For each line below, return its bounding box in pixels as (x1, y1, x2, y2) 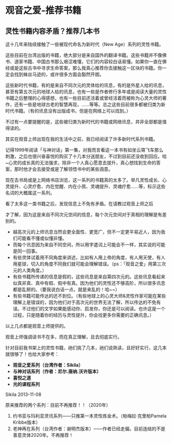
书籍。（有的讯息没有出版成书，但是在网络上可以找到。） (14, 108, 131, 114)
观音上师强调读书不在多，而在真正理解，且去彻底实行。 (5, 334, 122, 340)
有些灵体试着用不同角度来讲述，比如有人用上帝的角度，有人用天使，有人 (12, 255, 165, 260)
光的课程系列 (12, 381, 40, 387)
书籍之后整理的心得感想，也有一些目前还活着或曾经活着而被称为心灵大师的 (5, 95, 162, 101)
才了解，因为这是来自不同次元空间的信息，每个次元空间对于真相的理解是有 (5, 212, 162, 218)
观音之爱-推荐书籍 (5, 5, 82, 16)
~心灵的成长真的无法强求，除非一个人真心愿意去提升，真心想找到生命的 (5, 160, 157, 165)
